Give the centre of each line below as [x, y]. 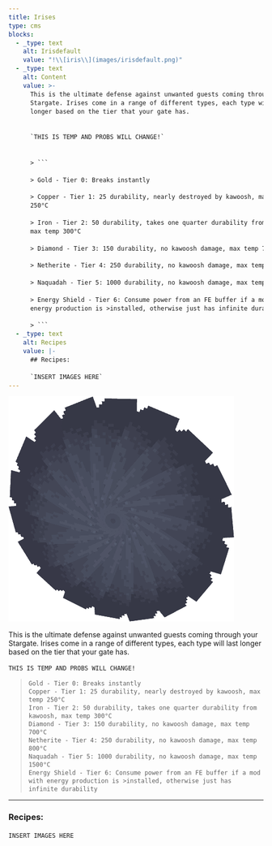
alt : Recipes [45, 343]
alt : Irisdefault [52, 52]
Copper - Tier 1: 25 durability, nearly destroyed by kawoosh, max [144, 692]
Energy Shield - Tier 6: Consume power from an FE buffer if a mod [144, 773]
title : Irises [32, 17]
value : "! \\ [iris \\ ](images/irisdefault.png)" [103, 60]
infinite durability [63, 789]
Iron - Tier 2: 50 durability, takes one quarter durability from [142, 708]
